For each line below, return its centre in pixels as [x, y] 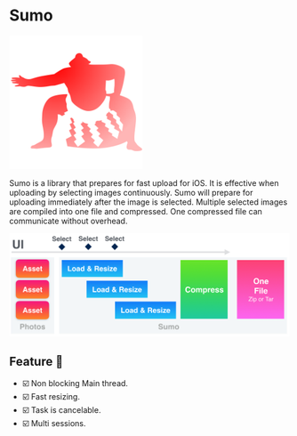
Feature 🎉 [36, 361]
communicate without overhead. [68, 221]
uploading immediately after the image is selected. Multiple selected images [148, 202]
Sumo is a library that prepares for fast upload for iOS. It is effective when [144, 182]
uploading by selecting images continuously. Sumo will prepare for [131, 192]
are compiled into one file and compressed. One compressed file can [136, 211]
